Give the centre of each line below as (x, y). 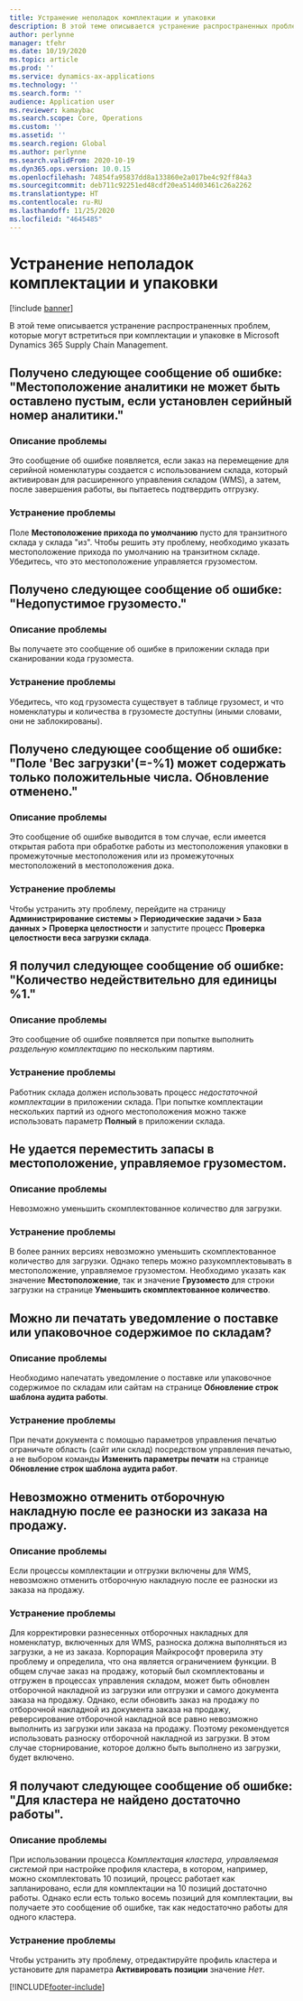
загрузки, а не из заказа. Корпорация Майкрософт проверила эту (136, 1652)
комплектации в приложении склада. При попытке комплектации (136, 1101)
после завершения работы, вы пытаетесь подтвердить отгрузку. (134, 489)
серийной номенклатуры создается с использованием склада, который (149, 470)
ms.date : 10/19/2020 (48, 51)
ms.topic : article (44, 60)
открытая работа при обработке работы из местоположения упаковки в (149, 847)
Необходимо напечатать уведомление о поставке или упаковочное (141, 1378)
